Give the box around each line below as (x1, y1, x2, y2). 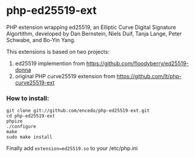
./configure (6, 124, 36, 130)
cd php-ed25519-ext (6, 113, 56, 119)
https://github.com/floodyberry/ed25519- (86, 60, 189, 67)
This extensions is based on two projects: (6, 48, 110, 55)
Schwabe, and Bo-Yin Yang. (6, 36, 75, 43)
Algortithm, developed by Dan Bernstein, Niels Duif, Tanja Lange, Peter (6, 30, 182, 37)
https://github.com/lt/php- (117, 72, 182, 80)
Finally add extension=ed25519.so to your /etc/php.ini (6, 145, 138, 152)
